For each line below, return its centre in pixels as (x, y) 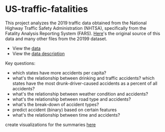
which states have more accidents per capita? (59, 72)
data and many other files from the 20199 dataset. (56, 39)
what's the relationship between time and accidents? (66, 115)
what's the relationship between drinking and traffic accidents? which (83, 78)
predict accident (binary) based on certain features (64, 110)
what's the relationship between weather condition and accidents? (80, 94)
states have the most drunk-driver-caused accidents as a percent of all (85, 83)
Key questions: (20, 63)
